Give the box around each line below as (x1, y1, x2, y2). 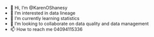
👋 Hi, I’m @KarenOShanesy (10, 5, 68, 10)
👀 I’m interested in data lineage (10, 10, 76, 16)
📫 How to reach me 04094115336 (10, 26, 83, 32)
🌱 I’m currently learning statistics (10, 15, 80, 21)
